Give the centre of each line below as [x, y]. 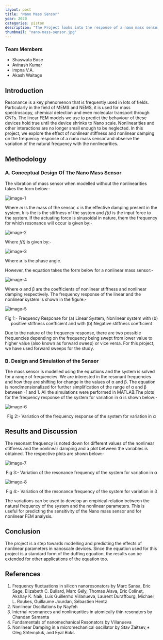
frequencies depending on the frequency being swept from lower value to [79, 338]
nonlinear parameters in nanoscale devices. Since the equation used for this [81, 549]
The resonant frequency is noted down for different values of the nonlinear [80, 443]
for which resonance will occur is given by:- [49, 223]
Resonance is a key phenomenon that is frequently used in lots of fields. [77, 102]
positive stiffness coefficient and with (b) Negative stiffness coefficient [81, 323]
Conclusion [23, 532]
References [23, 574]
